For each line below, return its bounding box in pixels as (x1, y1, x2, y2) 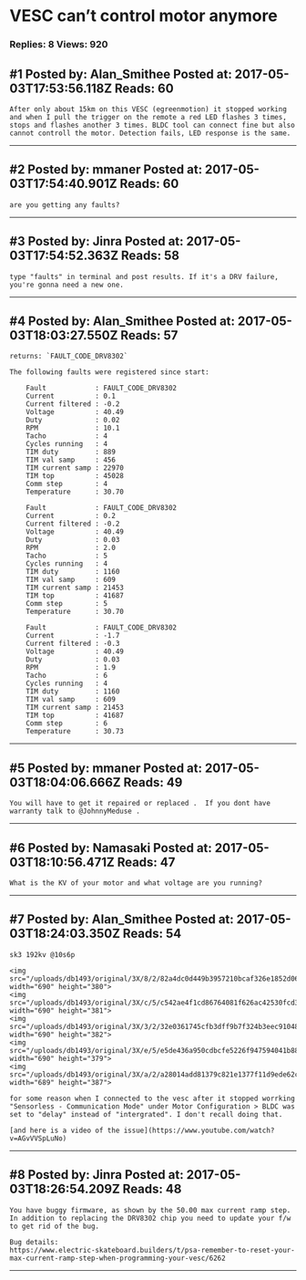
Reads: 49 (123, 775, 183, 790)
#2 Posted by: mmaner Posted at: (9, 161, 203, 178)
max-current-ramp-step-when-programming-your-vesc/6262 (9, 1254, 226, 1263)
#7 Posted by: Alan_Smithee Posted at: (9, 911, 234, 927)
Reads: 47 (117, 854, 176, 869)
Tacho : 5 (25, 551, 107, 561)
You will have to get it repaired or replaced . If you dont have (9, 799, 271, 808)
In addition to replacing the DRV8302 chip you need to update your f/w (9, 1213, 291, 1223)
